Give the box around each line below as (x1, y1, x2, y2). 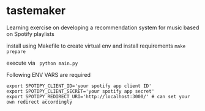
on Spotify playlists (6, 30, 55, 37)
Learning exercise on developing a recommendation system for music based (6, 24, 199, 31)
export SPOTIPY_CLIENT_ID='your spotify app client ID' (6, 83, 152, 89)
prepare (6, 48, 26, 55)
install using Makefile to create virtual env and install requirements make (6, 42, 186, 49)
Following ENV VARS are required (6, 71, 91, 78)
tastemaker (6, 4, 66, 18)
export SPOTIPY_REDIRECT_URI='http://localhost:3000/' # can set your (6, 93, 190, 99)
